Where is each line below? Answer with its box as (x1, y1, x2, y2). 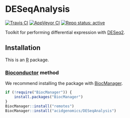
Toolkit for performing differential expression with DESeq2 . (5, 29, 126, 35)
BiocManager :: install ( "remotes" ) (5, 104, 74, 109)
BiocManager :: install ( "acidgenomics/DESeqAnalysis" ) (5, 108, 117, 113)
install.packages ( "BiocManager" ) (14, 94, 83, 99)
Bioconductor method (5, 69, 59, 76)
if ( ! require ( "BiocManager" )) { (5, 90, 72, 95)
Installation (5, 43, 41, 52)
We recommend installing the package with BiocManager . (5, 80, 123, 86)
